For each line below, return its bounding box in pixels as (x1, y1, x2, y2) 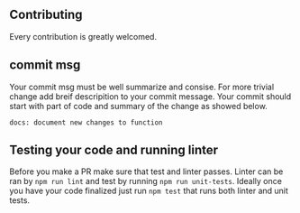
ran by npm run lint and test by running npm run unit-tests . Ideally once (9, 176, 282, 187)
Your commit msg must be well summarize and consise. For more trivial (9, 81, 275, 92)
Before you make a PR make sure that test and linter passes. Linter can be (9, 166, 284, 177)
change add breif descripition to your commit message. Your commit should (9, 90, 292, 102)
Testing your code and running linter (9, 143, 219, 158)
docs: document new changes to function (9, 117, 164, 127)
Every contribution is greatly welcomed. (9, 31, 158, 42)
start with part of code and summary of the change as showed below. (9, 100, 268, 111)
